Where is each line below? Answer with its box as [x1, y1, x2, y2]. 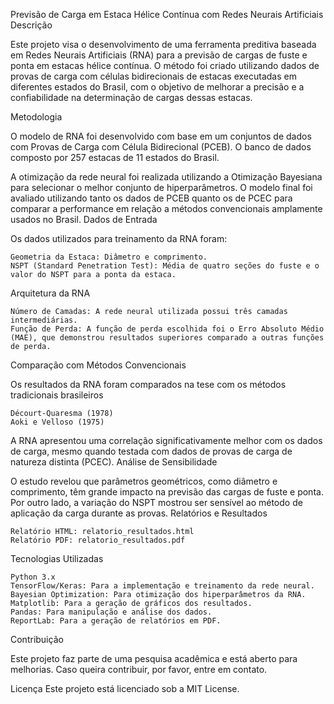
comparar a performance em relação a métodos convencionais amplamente [10, 203, 323, 214]
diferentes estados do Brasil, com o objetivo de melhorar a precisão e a [10, 81, 305, 93]
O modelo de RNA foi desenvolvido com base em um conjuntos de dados [10, 130, 312, 142]
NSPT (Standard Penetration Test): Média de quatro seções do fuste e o [10, 261, 320, 271]
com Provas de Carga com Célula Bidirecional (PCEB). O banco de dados [10, 141, 312, 153]
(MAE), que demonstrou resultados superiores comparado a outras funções [10, 333, 325, 343]
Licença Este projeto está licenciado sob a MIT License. [10, 683, 240, 694]
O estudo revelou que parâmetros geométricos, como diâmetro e [10, 475, 278, 487]
